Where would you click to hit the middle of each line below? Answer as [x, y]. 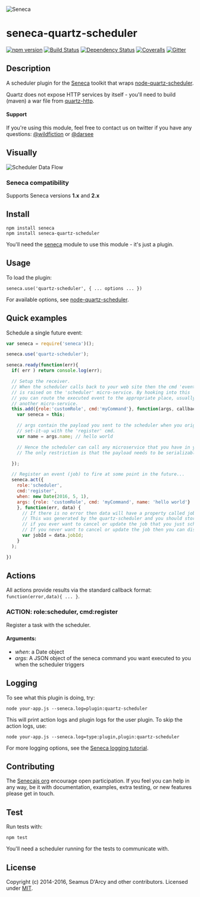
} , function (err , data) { [49, 508]
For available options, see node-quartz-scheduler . [68, 299]
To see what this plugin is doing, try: [51, 697]
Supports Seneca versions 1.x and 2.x [53, 196]
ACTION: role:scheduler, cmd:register [62, 612]
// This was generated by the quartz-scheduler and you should [102, 519]
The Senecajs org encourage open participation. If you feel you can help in [98, 781]
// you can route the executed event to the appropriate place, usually [104, 398]
